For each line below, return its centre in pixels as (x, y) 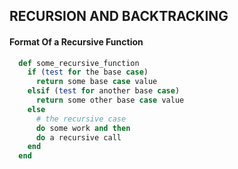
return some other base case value (110, 100)
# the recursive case (81, 119)
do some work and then (83, 128)
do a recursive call (78, 137)
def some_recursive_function (79, 63)
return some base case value (96, 82)
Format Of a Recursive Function (76, 41)
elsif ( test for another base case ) (104, 91)
